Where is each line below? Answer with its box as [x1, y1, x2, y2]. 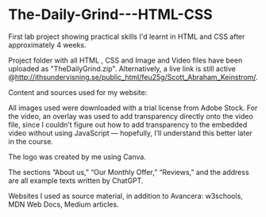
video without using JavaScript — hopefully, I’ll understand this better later [8, 128, 253, 138]
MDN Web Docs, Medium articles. [8, 200, 119, 209]
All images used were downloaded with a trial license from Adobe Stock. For [8, 103, 258, 112]
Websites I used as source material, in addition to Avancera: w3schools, [8, 191, 244, 200]
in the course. [8, 136, 54, 146]
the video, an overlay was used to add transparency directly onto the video [8, 111, 254, 120]
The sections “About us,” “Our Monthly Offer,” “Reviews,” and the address [8, 167, 249, 177]
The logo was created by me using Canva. [8, 152, 147, 162]
